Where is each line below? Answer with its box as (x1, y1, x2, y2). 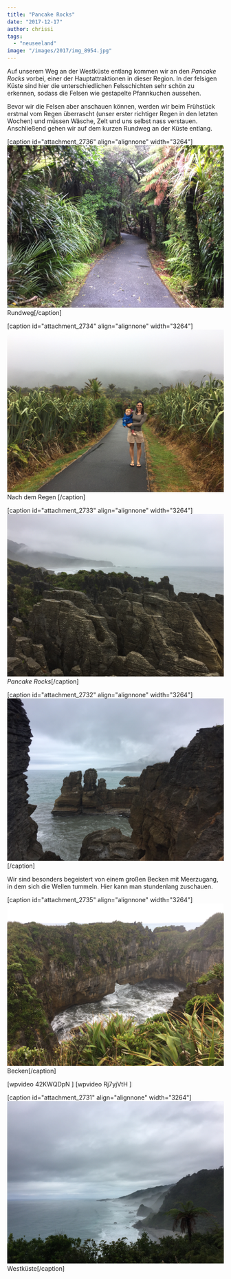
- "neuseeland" (13, 40, 57, 47)
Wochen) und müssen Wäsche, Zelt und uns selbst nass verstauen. (7, 117, 198, 125)
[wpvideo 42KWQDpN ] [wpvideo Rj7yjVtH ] (7, 1080, 132, 1088)
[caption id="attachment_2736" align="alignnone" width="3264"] (7, 138, 193, 146)
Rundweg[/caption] (7, 309, 62, 316)
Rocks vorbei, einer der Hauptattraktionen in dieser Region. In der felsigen (7, 74, 217, 83)
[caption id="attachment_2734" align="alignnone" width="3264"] (7, 322, 194, 330)
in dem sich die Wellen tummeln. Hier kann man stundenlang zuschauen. (7, 882, 213, 890)
